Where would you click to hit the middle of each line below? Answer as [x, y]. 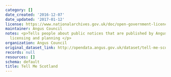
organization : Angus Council [36, 43]
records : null [20, 52]
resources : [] [20, 57]
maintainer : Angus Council [34, 29]
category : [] [19, 10]
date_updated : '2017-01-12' [35, 19]
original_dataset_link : [31, 48]
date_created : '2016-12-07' [35, 15]
